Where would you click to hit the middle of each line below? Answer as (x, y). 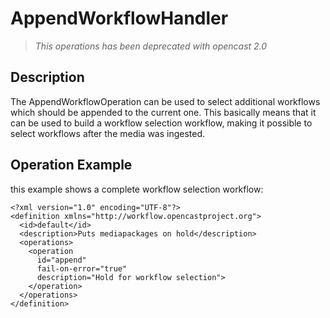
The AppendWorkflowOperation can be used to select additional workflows (165, 101)
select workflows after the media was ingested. (108, 133)
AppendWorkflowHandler (119, 18)
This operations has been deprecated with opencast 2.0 (151, 46)
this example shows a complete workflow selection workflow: (137, 189)
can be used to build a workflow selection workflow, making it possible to (161, 123)
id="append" (61, 260)
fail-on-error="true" (82, 268)
